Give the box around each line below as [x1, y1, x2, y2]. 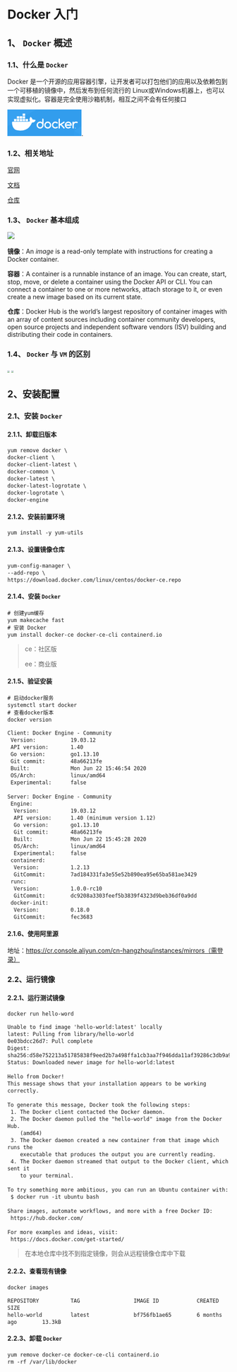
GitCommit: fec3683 [13, 913, 93, 921]
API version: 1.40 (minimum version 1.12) [13, 814, 157, 822]
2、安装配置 [7, 388, 60, 400]
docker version [7, 716, 52, 724]
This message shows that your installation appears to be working [7, 1080, 207, 1088]
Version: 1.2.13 [13, 864, 90, 871]
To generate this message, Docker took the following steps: [7, 1102, 191, 1109]
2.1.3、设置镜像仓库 [7, 546, 65, 554]
